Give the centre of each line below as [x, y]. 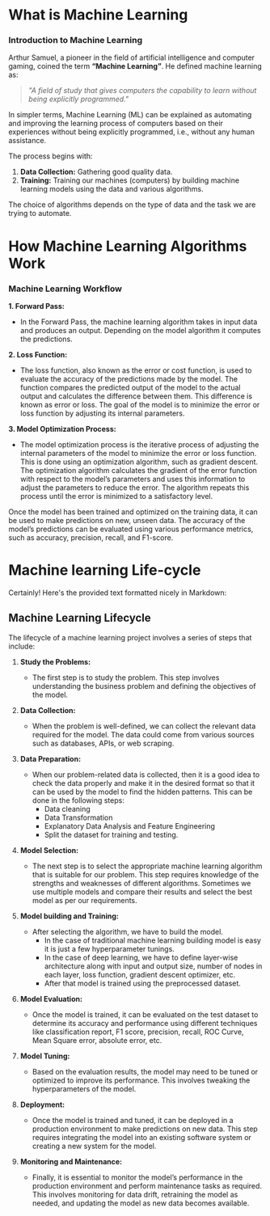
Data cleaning [67, 809]
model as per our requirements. [84, 900]
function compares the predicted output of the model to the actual [130, 387]
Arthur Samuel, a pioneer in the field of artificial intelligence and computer [132, 57]
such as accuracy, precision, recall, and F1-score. [91, 537]
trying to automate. [40, 213]
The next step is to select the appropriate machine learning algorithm [147, 866]
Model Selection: [49, 850]
